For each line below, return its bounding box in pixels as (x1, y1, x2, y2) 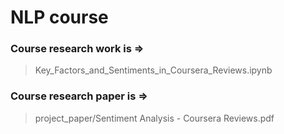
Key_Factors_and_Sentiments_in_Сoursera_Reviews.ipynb (34, 64, 273, 76)
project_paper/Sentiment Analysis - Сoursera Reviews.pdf (34, 112, 275, 124)
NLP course (10, 6, 109, 29)
